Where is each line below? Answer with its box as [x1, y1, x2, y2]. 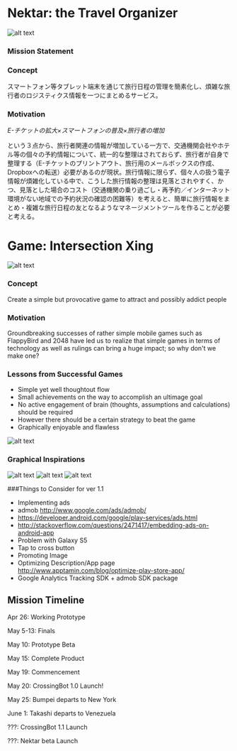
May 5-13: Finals [7, 627, 55, 635]
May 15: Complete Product [7, 654, 85, 663]
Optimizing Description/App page [17, 559, 115, 567]
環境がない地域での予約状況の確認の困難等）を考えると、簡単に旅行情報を [7, 194, 224, 203]
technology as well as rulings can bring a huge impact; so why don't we [7, 344, 216, 352]
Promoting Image [17, 551, 69, 559]
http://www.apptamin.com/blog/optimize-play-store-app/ [17, 566, 185, 574]
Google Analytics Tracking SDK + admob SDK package [17, 574, 178, 582]
